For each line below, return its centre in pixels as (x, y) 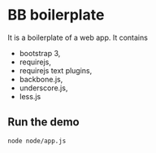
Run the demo (44, 122)
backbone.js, (41, 79)
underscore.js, (43, 88)
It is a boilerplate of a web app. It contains (78, 37)
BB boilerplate (56, 15)
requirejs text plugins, (56, 70)
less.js (30, 96)
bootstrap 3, (40, 53)
